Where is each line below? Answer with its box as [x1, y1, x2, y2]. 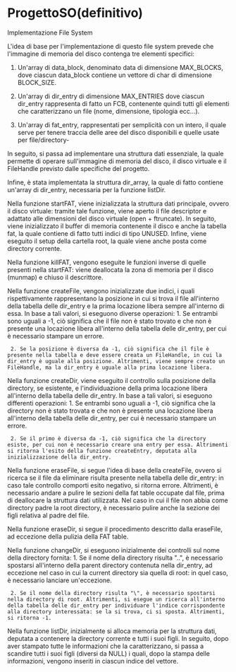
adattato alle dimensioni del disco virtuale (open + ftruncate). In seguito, [7, 214, 216, 223]
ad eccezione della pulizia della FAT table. [7, 532, 129, 541]
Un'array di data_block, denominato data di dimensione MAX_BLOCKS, [17, 63, 224, 71]
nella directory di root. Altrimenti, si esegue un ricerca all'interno [7, 596, 225, 603]
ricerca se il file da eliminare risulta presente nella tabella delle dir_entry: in [7, 473, 224, 482]
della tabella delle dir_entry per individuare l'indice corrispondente [7, 602, 225, 609]
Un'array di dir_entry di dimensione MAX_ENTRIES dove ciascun [17, 92, 205, 100]
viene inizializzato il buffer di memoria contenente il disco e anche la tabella [7, 221, 227, 230]
